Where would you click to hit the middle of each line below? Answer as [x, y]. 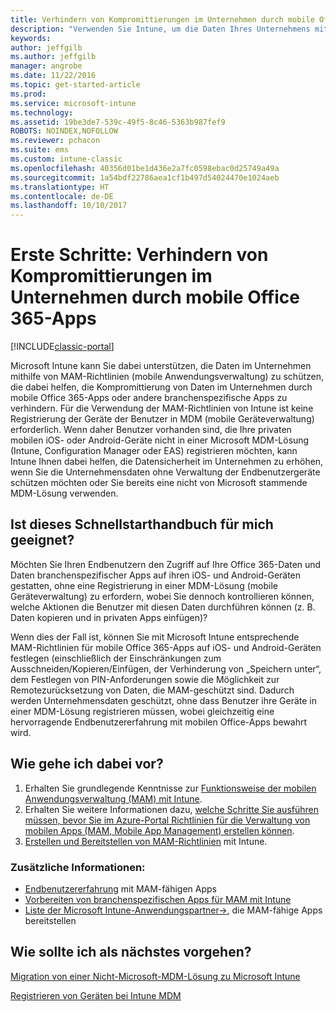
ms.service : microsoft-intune [73, 103]
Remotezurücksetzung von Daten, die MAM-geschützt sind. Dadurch [152, 690]
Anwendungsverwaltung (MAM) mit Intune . [113, 798]
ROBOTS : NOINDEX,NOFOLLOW [64, 131]
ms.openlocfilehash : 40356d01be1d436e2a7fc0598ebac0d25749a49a [145, 168]
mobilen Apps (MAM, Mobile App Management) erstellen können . [159, 830]
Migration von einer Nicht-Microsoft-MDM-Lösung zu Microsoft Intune [155, 976]
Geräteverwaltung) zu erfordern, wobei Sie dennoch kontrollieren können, [162, 596]
